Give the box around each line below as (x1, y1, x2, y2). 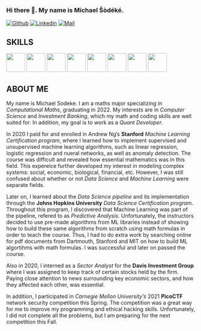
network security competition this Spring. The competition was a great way (6, 299, 192, 306)
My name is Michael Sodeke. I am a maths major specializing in (6, 100, 163, 107)
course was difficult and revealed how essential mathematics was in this (6, 156, 185, 163)
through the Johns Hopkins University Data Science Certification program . (6, 199, 194, 206)
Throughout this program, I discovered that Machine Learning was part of (6, 206, 188, 213)
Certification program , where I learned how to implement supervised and (6, 137, 187, 144)
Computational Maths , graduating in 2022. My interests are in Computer (6, 106, 185, 113)
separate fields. (6, 181, 45, 188)
